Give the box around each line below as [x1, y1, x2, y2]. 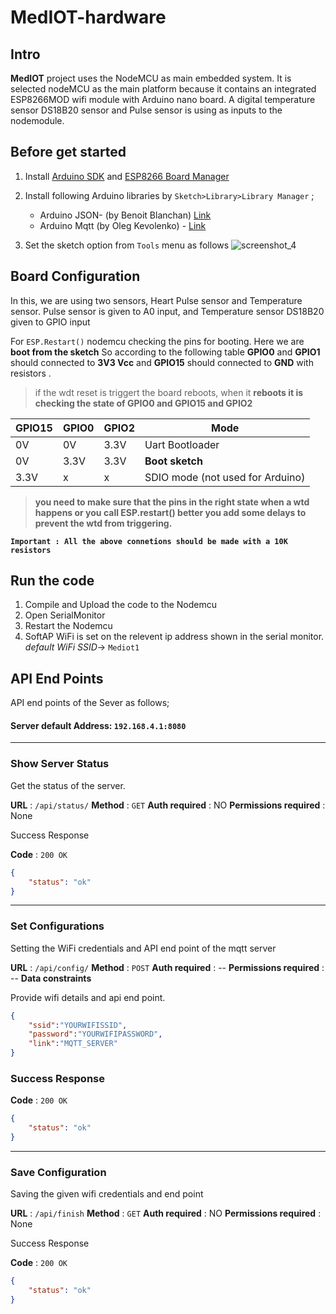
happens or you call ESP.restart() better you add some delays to [34, 506, 307, 518]
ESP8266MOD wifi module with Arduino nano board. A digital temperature [10, 94, 316, 105]
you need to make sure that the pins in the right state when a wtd [34, 496, 310, 508]
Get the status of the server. [10, 779, 126, 791]
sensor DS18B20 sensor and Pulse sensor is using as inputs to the [10, 104, 283, 116]
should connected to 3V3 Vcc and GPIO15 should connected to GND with [10, 356, 314, 368]
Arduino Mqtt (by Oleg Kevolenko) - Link [39, 219, 207, 231]
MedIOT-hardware [10, 6, 167, 29]
